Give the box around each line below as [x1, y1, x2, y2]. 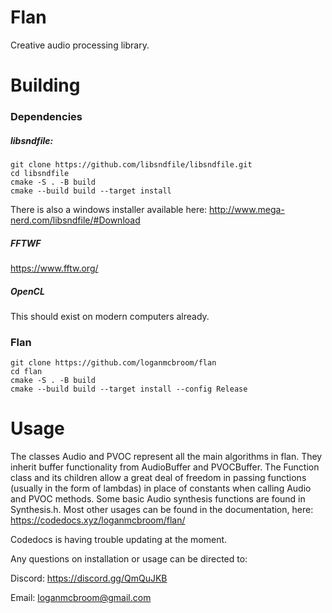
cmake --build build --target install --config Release [10, 384, 248, 395]
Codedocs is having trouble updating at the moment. [10, 534, 228, 546]
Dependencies [10, 110, 83, 124]
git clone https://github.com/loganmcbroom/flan [10, 358, 217, 368]
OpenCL [10, 285, 45, 297]
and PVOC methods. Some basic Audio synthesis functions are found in [10, 493, 306, 505]
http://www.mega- [209, 204, 285, 216]
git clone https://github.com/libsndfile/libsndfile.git [10, 160, 253, 170]
